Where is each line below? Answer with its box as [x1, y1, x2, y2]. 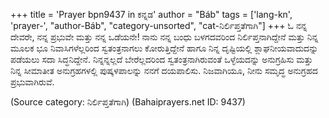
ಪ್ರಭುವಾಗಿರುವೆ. [10, 76, 55, 88]
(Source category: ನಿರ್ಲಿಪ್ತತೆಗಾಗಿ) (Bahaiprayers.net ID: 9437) [10, 96, 246, 108]
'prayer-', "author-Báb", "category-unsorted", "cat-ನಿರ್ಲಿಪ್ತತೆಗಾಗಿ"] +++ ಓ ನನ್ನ [10, 20, 308, 31]
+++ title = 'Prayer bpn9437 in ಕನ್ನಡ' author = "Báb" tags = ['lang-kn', [10, 9, 293, 20]
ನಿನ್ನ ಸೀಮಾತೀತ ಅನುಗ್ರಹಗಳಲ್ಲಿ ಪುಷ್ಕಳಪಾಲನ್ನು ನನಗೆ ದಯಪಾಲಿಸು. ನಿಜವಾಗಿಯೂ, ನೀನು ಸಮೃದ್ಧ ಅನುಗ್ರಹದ [10, 65, 318, 76]
